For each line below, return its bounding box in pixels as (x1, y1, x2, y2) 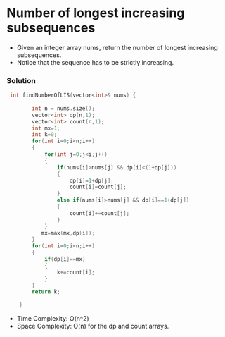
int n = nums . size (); (32, 104, 96, 112)
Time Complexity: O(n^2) (16, 314, 89, 323)
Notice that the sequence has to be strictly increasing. (16, 58, 174, 66)
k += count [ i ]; (56, 269, 96, 276)
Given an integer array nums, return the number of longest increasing (16, 43, 219, 51)
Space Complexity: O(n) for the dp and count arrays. (16, 322, 169, 331)
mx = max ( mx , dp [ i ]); (41, 229, 96, 237)
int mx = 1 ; (32, 125, 60, 132)
